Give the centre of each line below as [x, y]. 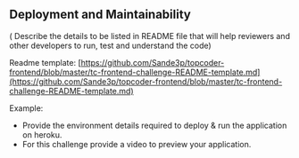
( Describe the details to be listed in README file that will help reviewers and [149, 36]
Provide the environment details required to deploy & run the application [154, 125]
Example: [26, 108]
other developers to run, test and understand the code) [110, 45]
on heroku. [42, 134]
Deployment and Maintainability [100, 15]
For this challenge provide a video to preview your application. [137, 144]
